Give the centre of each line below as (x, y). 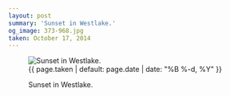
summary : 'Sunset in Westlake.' (62, 23)
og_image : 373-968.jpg (46, 30)
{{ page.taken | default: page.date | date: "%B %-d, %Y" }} (125, 70)
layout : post (30, 16)
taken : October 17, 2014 (50, 38)
